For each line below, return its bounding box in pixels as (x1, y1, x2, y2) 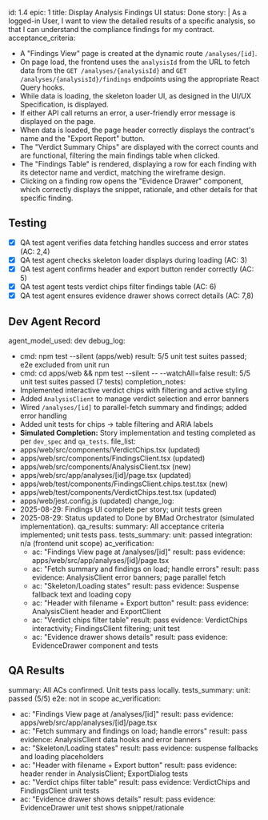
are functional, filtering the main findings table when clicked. (19, 151, 220, 160)
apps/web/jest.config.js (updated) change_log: (19, 496, 174, 505)
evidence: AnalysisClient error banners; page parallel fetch (31, 573, 226, 582)
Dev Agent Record (8, 315, 102, 328)
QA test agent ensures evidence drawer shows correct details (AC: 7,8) (19, 291, 254, 300)
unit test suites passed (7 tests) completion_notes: (19, 376, 186, 386)
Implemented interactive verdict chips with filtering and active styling (19, 385, 248, 395)
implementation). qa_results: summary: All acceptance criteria (19, 521, 225, 531)
